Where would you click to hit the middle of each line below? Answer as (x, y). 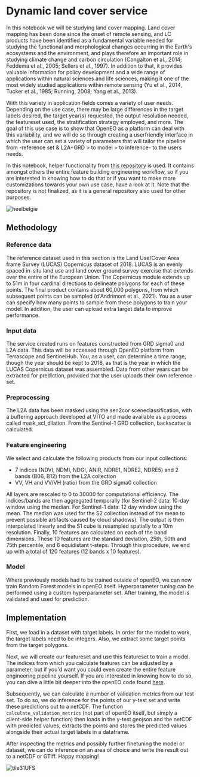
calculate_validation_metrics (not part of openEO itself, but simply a (92, 713)
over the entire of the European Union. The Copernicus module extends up (98, 277)
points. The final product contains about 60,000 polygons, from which (93, 289)
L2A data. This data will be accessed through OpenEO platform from (90, 350)
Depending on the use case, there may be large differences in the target (95, 109)
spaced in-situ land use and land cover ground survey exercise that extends (100, 270)
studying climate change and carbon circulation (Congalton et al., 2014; (94, 59)
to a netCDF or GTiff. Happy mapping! (53, 756)
